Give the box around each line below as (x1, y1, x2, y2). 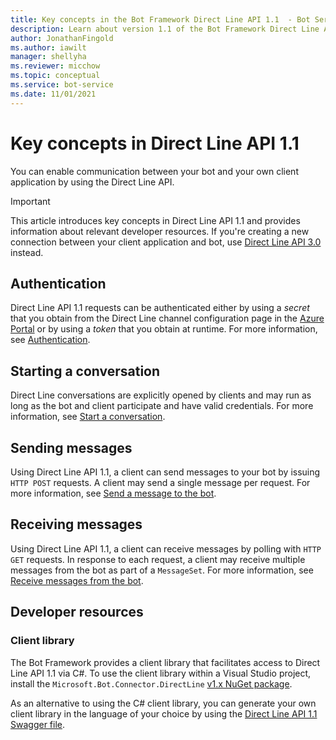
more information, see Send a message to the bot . (10, 487, 217, 499)
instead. (10, 246, 44, 258)
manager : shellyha (10, 52, 87, 62)
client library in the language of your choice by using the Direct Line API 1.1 (10, 707, 318, 720)
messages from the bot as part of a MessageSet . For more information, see (10, 564, 314, 576)
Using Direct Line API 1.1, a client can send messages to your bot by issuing (10, 466, 321, 478)
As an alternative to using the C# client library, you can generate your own (10, 697, 317, 709)
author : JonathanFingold (10, 33, 114, 43)
